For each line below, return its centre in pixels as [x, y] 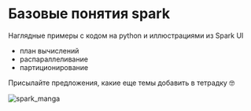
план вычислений [49, 50]
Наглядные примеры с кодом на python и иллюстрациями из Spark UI [126, 35]
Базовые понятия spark [89, 14]
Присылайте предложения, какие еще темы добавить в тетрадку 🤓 [122, 83]
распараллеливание [54, 59]
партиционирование [54, 67]
